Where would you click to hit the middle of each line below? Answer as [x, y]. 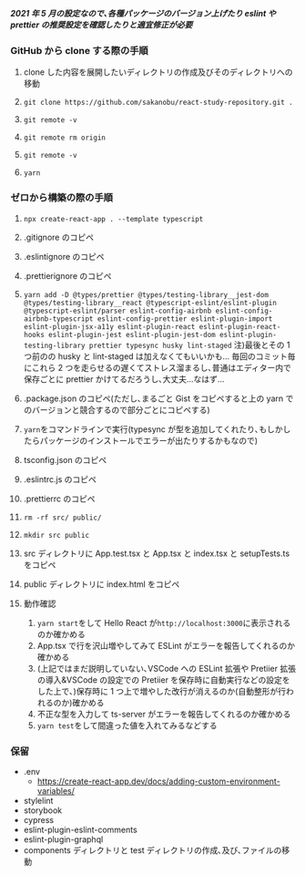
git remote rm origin [64, 138]
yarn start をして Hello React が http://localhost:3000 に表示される [164, 623]
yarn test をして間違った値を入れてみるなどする [127, 725]
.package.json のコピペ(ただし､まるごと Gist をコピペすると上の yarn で [158, 398]
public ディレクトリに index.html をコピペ [102, 584]
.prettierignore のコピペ [67, 275]
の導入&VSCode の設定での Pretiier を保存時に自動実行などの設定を [163, 679]
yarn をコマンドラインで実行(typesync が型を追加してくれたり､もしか [153, 429]
